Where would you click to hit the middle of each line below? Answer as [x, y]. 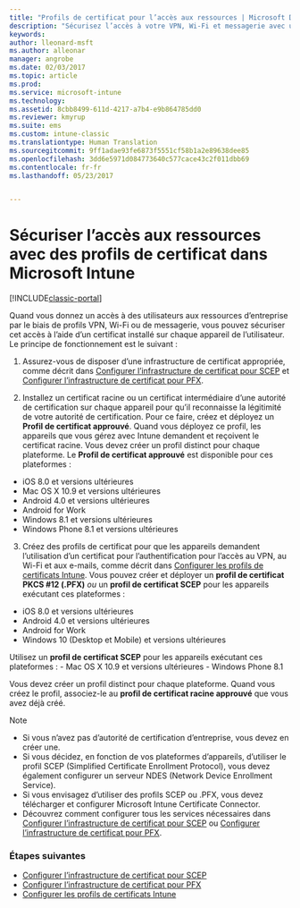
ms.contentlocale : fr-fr [55, 167]
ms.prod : [25, 84]
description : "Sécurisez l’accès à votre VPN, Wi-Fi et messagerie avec [147, 26]
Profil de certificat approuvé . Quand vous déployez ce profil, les [142, 427]
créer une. [41, 747]
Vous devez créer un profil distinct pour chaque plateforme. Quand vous [142, 684]
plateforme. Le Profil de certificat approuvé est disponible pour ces [148, 455]
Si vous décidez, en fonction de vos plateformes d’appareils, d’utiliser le [154, 757]
